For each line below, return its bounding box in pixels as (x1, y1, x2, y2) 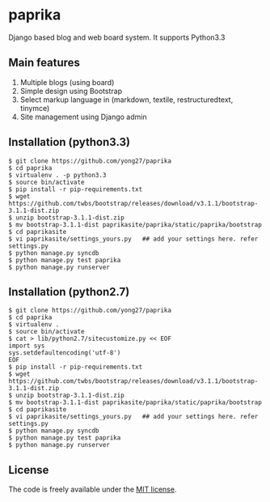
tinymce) (19, 103, 50, 113)
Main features (8, 56, 81, 70)
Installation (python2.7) (8, 285, 130, 299)
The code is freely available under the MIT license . (8, 484, 177, 495)
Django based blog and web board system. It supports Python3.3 (8, 32, 226, 42)
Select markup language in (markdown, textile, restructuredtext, (19, 95, 234, 104)
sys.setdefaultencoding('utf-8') (8, 349, 121, 357)
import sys (8, 342, 45, 350)
